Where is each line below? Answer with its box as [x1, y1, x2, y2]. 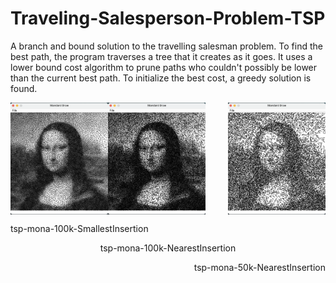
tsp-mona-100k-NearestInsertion [99, 242, 237, 254]
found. [10, 82, 38, 94]
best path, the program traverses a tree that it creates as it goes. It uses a [10, 50, 313, 62]
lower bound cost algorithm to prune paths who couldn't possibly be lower [10, 61, 318, 73]
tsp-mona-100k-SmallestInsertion [10, 222, 149, 234]
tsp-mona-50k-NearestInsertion [193, 261, 326, 273]
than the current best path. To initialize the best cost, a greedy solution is [10, 72, 312, 84]
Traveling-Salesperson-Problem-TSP [10, 7, 326, 30]
